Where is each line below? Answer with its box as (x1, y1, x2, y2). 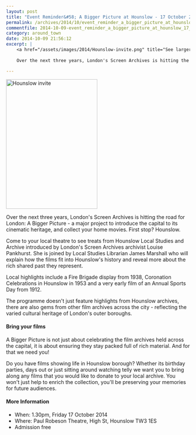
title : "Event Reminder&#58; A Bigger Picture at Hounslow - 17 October (6, 14, 187, 20)
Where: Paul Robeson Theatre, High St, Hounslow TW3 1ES (14, 417, 157, 424)
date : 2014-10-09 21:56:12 (6, 36, 72, 42)
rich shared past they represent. (6, 262, 83, 269)
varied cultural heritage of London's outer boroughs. (6, 310, 132, 317)
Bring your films (6, 323, 46, 330)
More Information (6, 398, 50, 405)
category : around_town (6, 30, 61, 36)
